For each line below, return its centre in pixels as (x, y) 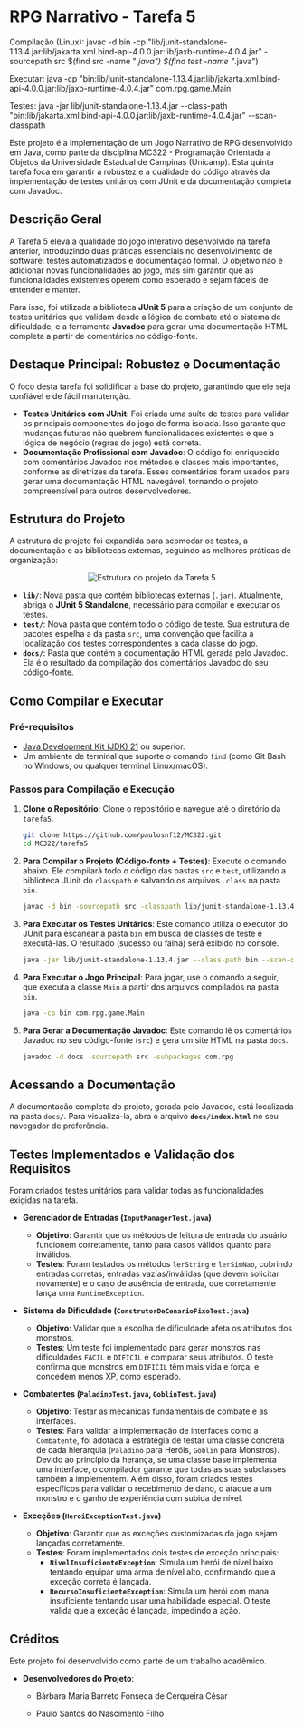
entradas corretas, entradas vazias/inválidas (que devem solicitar (158, 1274)
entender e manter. (45, 289)
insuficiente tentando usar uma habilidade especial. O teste (160, 1601)
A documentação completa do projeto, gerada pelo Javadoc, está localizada (151, 1107)
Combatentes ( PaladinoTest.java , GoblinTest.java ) (119, 1394)
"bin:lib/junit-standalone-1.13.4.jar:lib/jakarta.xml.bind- (180, 78)
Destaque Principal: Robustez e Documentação (145, 365)
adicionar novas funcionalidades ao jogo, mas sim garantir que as (132, 270)
